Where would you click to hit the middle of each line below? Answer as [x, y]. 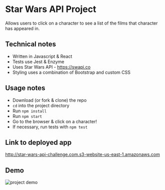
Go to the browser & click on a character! [55, 121]
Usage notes [25, 88]
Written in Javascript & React [42, 56]
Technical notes [31, 44]
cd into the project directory [41, 105]
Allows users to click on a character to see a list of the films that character [81, 23]
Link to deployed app [38, 142]
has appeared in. [22, 28]
